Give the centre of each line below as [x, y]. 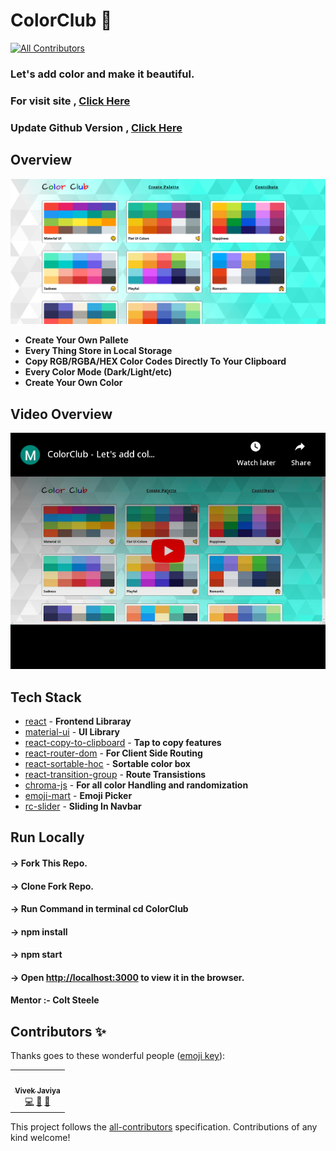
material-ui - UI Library [72, 731]
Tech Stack [46, 697]
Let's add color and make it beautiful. [102, 74]
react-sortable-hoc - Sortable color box [107, 763]
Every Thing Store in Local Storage [98, 351]
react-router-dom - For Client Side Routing [113, 753]
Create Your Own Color [73, 383]
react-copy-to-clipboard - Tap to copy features [123, 742]
